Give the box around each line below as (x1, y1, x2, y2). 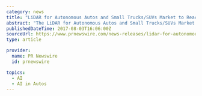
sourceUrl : (6, 31, 34, 37)
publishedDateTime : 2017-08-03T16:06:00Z (6, 25, 112, 32)
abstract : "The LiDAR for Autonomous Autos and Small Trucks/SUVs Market (6, 20, 195, 26)
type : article (6, 37, 42, 43)
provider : (6, 47, 31, 54)
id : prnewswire (11, 58, 50, 65)
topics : (6, 70, 26, 76)
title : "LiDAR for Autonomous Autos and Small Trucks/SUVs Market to (6, 14, 185, 20)
